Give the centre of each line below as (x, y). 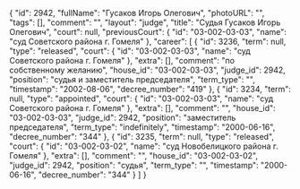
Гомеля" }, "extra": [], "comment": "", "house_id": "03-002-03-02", (133, 155)
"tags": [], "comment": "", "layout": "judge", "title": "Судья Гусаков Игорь (145, 22)
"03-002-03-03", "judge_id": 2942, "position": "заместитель (123, 117)
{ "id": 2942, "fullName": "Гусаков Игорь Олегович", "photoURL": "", (137, 13)
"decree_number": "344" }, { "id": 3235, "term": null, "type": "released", (142, 137)
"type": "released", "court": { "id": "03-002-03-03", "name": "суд (130, 51)
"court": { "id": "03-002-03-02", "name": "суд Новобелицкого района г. (144, 146)
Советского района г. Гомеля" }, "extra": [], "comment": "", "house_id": (142, 108)
